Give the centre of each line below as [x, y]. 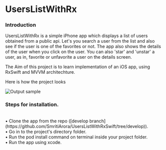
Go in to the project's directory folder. [48, 131]
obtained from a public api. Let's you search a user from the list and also [80, 41]
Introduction [21, 25]
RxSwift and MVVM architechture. [40, 72]
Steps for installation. [32, 105]
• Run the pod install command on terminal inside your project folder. [76, 137]
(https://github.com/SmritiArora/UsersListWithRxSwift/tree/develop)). [77, 126]
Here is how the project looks [36, 82]
